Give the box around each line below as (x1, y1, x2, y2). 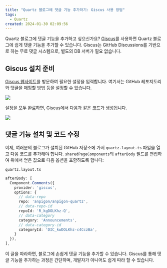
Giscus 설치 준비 (5, 64, 55, 73)
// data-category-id (18, 222, 61, 227)
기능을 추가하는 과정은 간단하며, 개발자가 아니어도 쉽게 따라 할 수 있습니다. (10, 257, 154, 263)
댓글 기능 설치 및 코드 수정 (5, 130, 80, 139)
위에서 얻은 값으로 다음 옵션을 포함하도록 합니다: (10, 157, 104, 163)
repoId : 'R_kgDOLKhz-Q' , (18, 208, 70, 213)
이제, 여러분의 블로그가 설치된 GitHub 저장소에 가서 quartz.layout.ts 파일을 (5, 144, 155, 150)
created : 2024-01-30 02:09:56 (5, 21, 68, 27)
